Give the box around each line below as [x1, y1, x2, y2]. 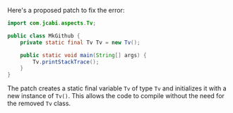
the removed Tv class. [7, 99, 71, 108]
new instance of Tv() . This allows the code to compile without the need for [7, 92, 225, 100]
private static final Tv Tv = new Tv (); [20, 39, 141, 46]
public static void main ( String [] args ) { [20, 52, 147, 59]
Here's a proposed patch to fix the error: [7, 6, 125, 14]
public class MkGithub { [7, 32, 80, 40]
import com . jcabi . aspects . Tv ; [7, 20, 97, 27]
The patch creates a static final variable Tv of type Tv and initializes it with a [7, 84, 227, 93]
